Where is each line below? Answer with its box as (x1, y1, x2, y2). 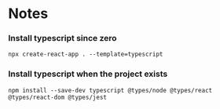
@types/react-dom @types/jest (8, 93, 108, 101)
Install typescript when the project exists (8, 68, 168, 79)
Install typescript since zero (8, 33, 117, 44)
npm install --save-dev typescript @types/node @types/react (8, 86, 213, 94)
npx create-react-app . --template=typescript (8, 50, 163, 59)
